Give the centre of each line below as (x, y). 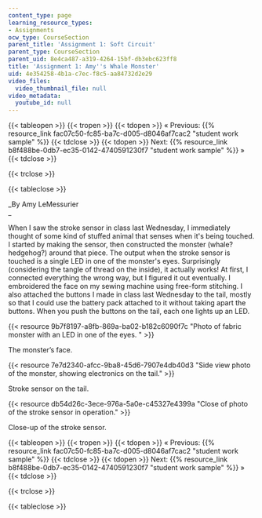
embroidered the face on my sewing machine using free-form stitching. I (126, 286)
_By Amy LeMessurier (44, 204)
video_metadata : (35, 96)
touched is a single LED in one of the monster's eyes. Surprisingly (115, 261)
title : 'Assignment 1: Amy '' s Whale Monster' (84, 67)
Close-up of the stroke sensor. (58, 428)
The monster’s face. (40, 350)
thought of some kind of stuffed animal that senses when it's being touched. (131, 236)
